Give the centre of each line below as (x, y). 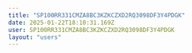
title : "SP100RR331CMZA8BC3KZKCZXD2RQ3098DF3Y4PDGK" (97, 15)
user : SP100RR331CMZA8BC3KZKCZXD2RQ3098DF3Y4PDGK (92, 30)
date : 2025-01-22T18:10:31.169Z (61, 23)
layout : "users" (35, 37)
